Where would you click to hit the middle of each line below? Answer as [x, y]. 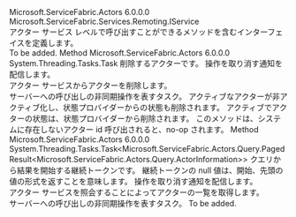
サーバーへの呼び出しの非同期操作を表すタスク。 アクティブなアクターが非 [144, 96]
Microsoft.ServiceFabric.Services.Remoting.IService [104, 21]
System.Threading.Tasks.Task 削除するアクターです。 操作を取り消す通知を [146, 63]
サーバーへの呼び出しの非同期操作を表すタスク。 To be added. [123, 203]
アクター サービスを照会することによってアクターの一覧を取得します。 [137, 192]
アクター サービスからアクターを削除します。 [91, 85]
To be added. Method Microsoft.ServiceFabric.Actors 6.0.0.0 [120, 53]
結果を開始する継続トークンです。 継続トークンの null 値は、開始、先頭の [150, 170]
